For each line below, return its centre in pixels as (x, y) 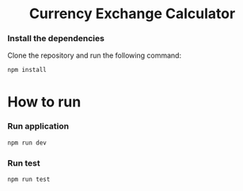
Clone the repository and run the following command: (95, 55)
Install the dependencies (56, 39)
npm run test (29, 180)
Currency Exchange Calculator (132, 14)
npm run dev (27, 143)
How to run (44, 101)
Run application (38, 126)
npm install (27, 70)
